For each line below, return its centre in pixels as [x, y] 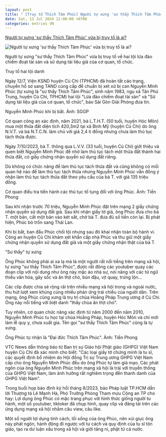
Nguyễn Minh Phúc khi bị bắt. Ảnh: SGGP [47, 112]
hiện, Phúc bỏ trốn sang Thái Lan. [40, 222]
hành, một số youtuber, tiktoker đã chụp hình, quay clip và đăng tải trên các [82, 404]
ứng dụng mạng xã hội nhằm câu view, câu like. [54, 409]
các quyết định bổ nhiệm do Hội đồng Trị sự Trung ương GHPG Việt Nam [79, 358]
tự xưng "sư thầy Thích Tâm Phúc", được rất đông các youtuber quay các [80, 267]
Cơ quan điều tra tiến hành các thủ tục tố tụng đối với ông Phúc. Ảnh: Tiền [81, 192]
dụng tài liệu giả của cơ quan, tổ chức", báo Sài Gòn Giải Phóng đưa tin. [78, 102]
